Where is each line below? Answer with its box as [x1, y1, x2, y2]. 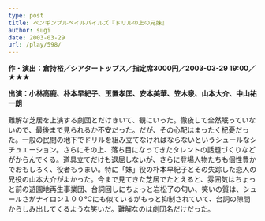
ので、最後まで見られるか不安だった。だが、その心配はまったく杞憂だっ [14, 125, 250, 135]
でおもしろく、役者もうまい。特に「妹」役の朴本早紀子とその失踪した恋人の [8, 165, 257, 174]
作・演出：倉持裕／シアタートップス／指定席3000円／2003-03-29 [8, 64, 229, 73]
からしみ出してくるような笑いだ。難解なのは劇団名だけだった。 [8, 204, 215, 214]
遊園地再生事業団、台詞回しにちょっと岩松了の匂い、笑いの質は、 [28, 185, 243, 194]
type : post [8, 11, 44, 20]
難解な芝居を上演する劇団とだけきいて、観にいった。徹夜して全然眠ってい [8, 115, 249, 125]
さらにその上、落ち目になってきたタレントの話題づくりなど [62, 145, 256, 155]
